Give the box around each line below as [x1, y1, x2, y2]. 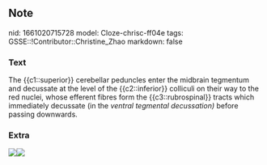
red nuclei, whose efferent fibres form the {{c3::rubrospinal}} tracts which [8, 92, 255, 102]
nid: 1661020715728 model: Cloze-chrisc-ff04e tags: [8, 27, 184, 37]
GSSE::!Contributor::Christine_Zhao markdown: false [8, 36, 184, 46]
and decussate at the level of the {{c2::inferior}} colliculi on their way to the [8, 84, 259, 94]
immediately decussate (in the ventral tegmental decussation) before [8, 101, 239, 111]
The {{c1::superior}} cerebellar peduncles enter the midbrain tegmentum [8, 75, 249, 85]
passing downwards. [8, 109, 78, 120]
